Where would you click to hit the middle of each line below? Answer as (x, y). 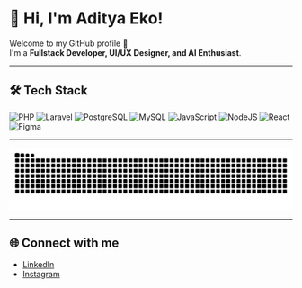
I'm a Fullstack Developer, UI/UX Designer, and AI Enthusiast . (125, 52)
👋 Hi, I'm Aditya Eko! (86, 18)
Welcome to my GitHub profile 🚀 (69, 43)
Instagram (41, 274)
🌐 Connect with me (64, 243)
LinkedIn (38, 265)
